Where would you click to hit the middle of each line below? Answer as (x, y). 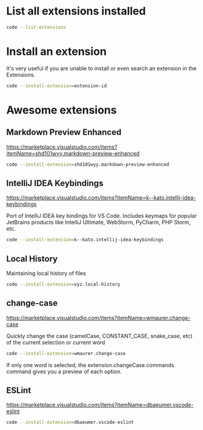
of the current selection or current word (56, 342)
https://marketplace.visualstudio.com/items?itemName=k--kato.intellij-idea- (101, 198)
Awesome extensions (62, 110)
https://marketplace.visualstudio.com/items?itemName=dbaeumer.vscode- (100, 405)
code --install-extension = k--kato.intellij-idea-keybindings (85, 240)
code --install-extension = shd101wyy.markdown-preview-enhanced (88, 165)
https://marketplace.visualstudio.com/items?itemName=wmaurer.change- (98, 318)
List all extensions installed (76, 11)
